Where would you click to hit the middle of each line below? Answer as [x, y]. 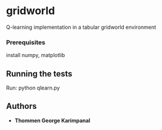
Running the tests [39, 74]
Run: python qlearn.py [33, 88]
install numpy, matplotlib [36, 55]
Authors [22, 106]
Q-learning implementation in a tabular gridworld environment [81, 27]
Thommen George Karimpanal [52, 120]
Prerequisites [26, 42]
